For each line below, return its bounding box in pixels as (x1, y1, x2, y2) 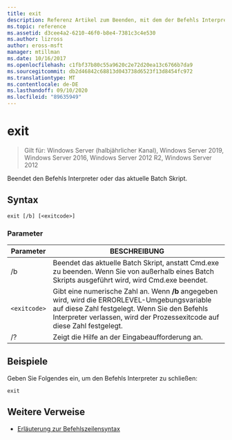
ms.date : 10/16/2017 (7, 55, 67, 62)
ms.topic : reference (7, 23, 67, 30)
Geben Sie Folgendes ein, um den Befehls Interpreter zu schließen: (7, 374, 198, 382)
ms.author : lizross (7, 36, 64, 43)
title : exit (7, 10, 41, 17)
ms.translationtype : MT (7, 74, 76, 82)
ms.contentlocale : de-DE (7, 81, 79, 88)
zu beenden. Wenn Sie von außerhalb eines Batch (52, 267, 214, 276)
